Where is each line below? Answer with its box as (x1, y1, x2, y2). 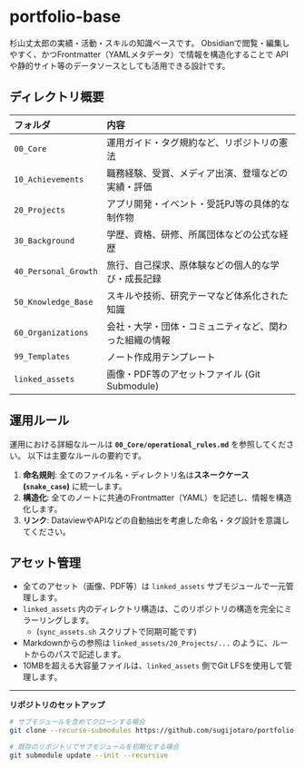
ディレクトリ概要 (9, 89, 104, 105)
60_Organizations (14, 327, 89, 338)
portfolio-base (9, 6, 121, 27)
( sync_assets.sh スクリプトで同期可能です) (35, 626, 197, 637)
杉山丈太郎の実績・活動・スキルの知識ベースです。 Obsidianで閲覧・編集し (9, 37, 290, 48)
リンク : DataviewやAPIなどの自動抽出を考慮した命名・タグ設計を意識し (22, 515, 290, 526)
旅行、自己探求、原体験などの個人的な (106, 259, 271, 271)
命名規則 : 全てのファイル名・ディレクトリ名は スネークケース (22, 469, 250, 480)
